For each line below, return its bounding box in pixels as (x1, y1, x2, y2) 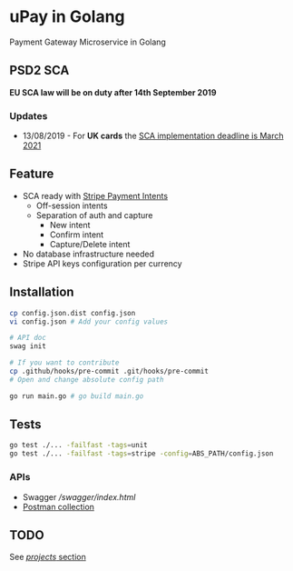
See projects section (9, 552, 86, 563)
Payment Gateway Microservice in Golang (9, 36, 166, 47)
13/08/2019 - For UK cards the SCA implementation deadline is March (22, 130, 284, 142)
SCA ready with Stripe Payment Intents (22, 190, 169, 201)
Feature (9, 166, 54, 182)
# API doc (9, 334, 47, 343)
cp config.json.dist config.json (9, 308, 136, 317)
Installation (9, 285, 74, 300)
